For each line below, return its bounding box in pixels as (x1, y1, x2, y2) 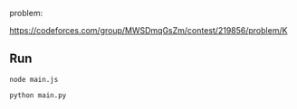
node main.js (9, 75, 59, 84)
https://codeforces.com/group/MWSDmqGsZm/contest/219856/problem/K (9, 25, 288, 35)
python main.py (9, 90, 67, 100)
